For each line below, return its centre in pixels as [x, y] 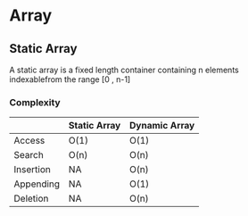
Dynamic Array [162, 126]
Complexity [35, 102]
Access [29, 141]
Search [29, 155]
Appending [37, 184]
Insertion [32, 170]
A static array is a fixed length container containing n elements [124, 70]
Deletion [31, 199]
